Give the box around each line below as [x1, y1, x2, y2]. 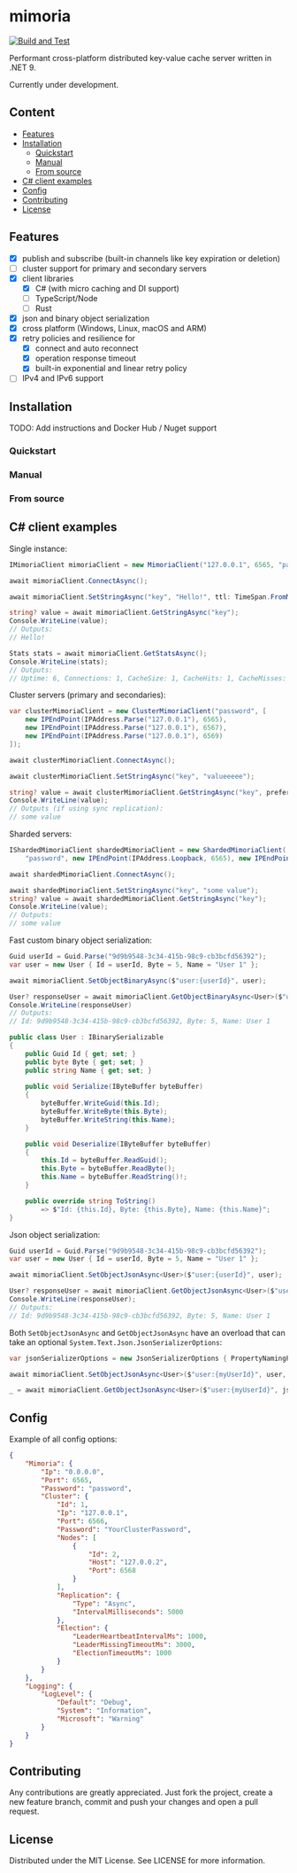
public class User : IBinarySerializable [9, 1033, 164, 1042]
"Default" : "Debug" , [56, 1698, 133, 1707]
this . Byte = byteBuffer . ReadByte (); [41, 1164, 176, 1173]
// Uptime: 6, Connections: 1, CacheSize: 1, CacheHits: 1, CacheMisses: [9, 673, 287, 683]
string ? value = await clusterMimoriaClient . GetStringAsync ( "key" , [9, 788, 263, 797]
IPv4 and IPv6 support [21, 373, 104, 384]
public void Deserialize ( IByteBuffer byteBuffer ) [25, 1139, 212, 1148]
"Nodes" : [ [56, 1533, 97, 1543]
